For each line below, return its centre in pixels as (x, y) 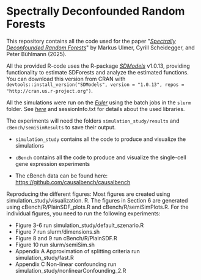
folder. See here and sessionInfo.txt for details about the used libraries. (96, 109)
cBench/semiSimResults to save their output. (61, 127)
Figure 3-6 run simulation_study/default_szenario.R (79, 225)
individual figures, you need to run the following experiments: (83, 213)
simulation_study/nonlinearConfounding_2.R (71, 270)
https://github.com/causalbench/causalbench (73, 182)
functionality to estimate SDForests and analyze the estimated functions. (98, 72)
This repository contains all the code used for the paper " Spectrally (91, 41)
